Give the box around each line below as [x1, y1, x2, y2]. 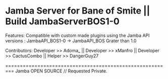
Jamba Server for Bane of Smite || [5, 5, 150, 17]
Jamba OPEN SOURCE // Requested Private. [15, 68, 107, 74]
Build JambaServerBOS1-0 [5, 16, 120, 27]
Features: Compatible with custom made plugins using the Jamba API [5, 32, 150, 38]
